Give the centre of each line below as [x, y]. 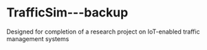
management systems [38, 38]
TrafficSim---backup [67, 13]
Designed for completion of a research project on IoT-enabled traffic [103, 32]
